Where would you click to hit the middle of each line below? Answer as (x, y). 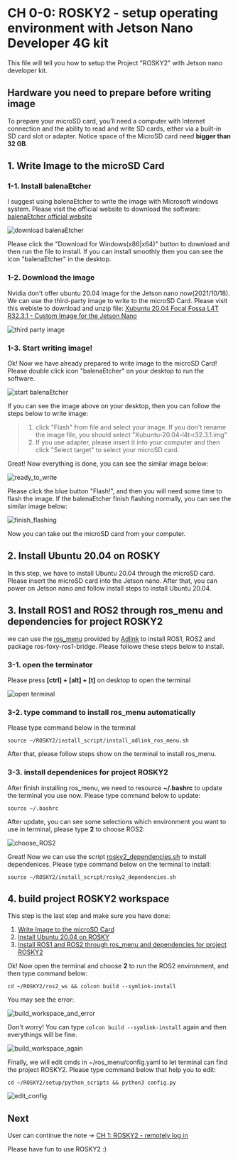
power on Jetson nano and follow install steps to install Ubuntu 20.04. (109, 588)
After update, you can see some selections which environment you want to (117, 821)
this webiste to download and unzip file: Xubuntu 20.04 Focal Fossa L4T (113, 308)
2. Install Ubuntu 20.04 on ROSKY (84, 556)
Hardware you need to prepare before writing (109, 93)
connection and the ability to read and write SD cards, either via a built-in (114, 128)
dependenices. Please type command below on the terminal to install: (109, 864)
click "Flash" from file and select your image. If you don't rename (130, 427)
